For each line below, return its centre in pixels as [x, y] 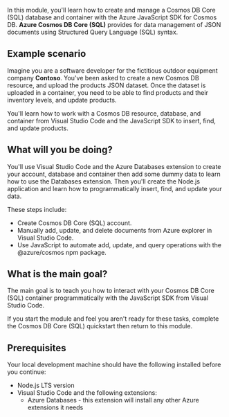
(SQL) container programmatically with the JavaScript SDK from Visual [108, 298]
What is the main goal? [57, 274]
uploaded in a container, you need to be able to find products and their [108, 92]
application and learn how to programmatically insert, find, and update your [115, 188]
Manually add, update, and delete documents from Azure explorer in [114, 230]
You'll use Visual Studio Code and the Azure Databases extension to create [114, 166]
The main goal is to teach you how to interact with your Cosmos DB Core [111, 291]
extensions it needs [55, 407]
